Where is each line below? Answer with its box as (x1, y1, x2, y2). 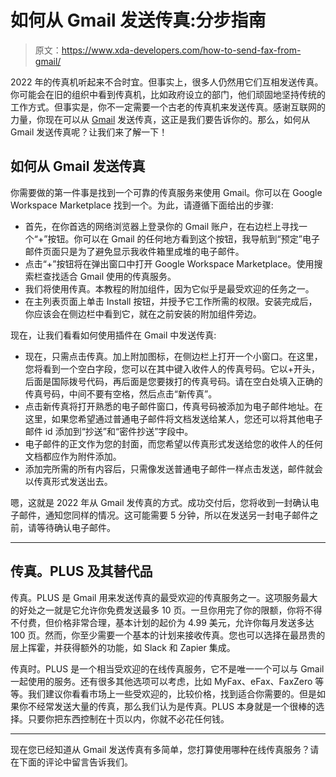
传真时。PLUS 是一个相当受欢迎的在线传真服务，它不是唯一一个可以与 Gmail (10, 662, 325, 675)
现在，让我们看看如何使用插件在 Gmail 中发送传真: (10, 329, 217, 341)
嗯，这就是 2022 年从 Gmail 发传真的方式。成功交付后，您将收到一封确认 (10, 496, 311, 508)
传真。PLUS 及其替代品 (10, 563, 153, 580)
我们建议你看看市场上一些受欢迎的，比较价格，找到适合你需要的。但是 (27, 687, 317, 700)
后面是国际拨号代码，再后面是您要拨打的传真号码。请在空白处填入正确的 (24, 375, 323, 387)
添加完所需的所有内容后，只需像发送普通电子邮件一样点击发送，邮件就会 (24, 462, 323, 475)
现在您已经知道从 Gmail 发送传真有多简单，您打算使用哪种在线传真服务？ (10, 743, 311, 755)
